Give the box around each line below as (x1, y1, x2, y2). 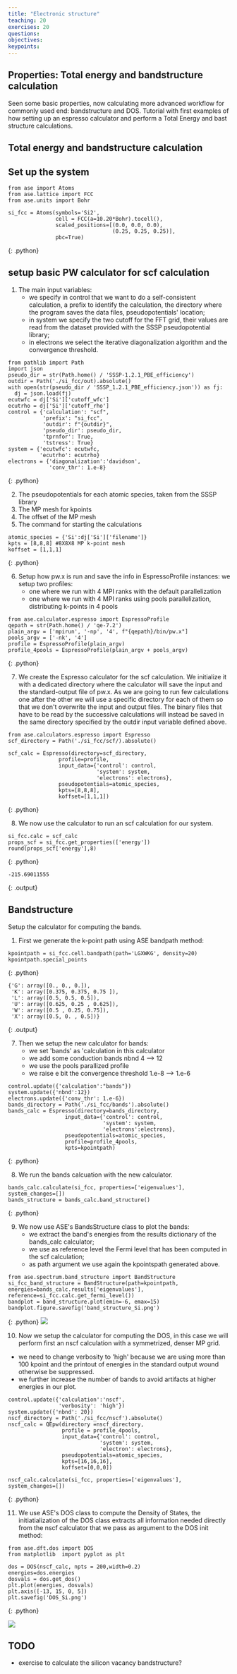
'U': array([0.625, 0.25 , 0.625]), (11, 1000, 119, 1007)
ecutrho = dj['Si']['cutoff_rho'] (8, 402, 110, 409)
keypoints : (8, 43, 40, 50)
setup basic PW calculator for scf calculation (8, 267, 210, 279)
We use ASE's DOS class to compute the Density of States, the (18, 1508, 201, 1517)
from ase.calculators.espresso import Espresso (8, 731, 151, 738)
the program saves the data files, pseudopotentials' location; (28, 308, 205, 316)
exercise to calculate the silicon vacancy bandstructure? (18, 1658, 183, 1667)
